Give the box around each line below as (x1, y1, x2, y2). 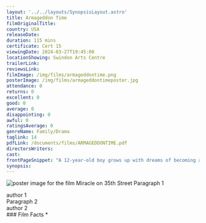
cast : (6, 151, 20, 157)
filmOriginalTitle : (6, 20, 56, 26)
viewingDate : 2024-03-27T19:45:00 (6, 49, 95, 55)
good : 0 (6, 100, 26, 106)
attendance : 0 (6, 83, 43, 89)
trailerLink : (6, 60, 40, 66)
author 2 (6, 205, 28, 212)
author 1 (6, 191, 27, 199)
